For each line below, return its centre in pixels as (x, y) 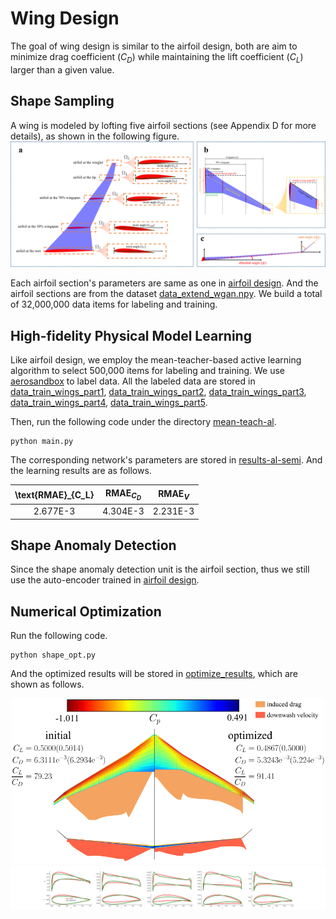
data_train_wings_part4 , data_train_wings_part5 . (109, 403)
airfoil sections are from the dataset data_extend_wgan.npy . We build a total (166, 294)
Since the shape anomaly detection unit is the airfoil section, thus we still (160, 569)
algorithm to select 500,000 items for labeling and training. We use (147, 371)
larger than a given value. (62, 69)
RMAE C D (123, 494)
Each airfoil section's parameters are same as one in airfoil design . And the (164, 283)
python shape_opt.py (53, 655)
